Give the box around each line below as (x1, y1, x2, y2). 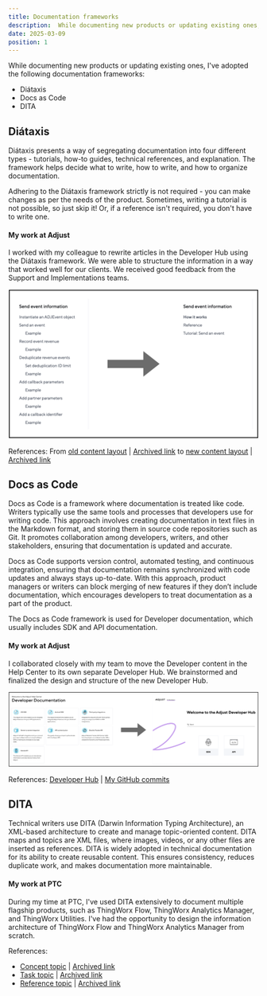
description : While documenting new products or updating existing (8, 21, 240, 29)
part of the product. (8, 599, 73, 609)
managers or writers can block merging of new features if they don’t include (8, 582, 257, 592)
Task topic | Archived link (19, 970, 103, 979)
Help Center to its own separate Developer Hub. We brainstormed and (8, 667, 238, 676)
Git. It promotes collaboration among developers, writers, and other (8, 533, 229, 543)
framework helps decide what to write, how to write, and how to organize (8, 163, 248, 173)
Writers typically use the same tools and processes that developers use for (8, 508, 253, 517)
